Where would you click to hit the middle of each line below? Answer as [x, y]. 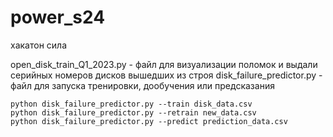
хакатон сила [39, 45]
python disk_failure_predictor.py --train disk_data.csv [131, 104]
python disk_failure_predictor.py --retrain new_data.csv [133, 112]
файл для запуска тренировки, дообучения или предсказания [142, 85]
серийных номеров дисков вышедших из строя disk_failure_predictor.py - [166, 75]
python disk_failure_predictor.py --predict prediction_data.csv [149, 121]
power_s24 [58, 17]
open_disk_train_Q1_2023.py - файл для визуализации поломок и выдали [164, 64]
